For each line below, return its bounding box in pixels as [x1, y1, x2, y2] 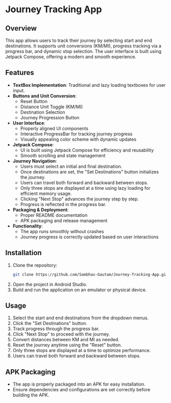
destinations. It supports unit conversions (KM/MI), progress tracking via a [5, 43, 162, 49]
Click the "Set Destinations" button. [12, 320, 88, 326]
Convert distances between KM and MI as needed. [12, 337, 120, 343]
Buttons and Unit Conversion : [12, 93, 77, 99]
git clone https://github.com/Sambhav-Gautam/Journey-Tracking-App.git [12, 272, 168, 277]
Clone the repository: [12, 262, 58, 268]
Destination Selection [20, 109, 65, 115]
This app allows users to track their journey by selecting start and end [5, 37, 152, 43]
